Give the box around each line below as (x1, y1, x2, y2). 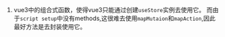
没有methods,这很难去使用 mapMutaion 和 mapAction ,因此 (62, 14, 216, 22)
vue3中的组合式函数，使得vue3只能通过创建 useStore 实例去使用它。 (13, 6, 205, 13)
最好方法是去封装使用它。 (13, 23, 86, 30)
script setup (19, 15, 57, 22)
